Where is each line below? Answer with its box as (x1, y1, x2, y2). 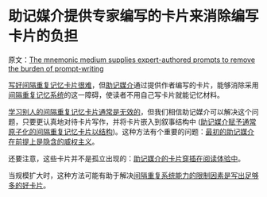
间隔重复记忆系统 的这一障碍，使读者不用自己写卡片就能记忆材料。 (8, 90, 224, 99)
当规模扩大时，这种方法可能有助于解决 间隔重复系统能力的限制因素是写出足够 (8, 170, 259, 180)
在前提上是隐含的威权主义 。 (8, 137, 99, 146)
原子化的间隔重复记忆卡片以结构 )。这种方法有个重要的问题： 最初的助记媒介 (8, 126, 255, 136)
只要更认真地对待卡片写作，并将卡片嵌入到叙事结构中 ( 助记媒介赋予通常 (21, 117, 257, 126)
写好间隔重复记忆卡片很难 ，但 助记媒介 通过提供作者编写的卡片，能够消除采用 (8, 80, 259, 90)
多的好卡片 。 (8, 180, 50, 190)
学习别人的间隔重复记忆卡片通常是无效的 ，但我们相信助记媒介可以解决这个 (8, 106, 252, 116)
